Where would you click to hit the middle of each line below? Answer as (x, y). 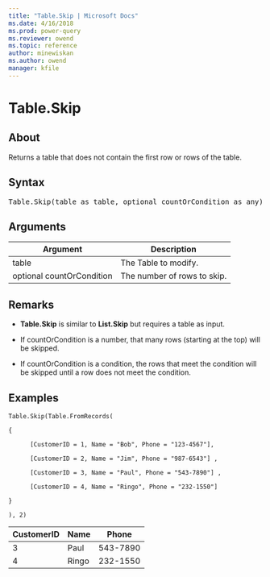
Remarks (31, 304)
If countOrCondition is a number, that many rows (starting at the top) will (140, 340)
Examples (33, 398)
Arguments (37, 226)
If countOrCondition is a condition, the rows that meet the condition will (138, 364)
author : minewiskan (41, 53)
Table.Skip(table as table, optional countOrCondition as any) (136, 201)
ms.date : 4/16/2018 (41, 23)
